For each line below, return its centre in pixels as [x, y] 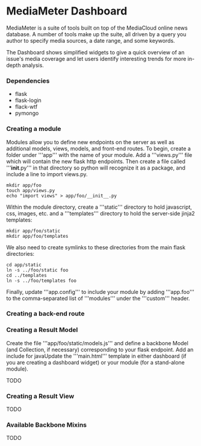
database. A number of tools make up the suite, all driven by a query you [96, 34]
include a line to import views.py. [47, 174]
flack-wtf [26, 107]
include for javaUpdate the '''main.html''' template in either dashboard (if [96, 356]
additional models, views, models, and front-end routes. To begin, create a [99, 148]
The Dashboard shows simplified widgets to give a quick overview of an [95, 52]
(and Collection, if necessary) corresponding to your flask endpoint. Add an [100, 349]
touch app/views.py [31, 190]
